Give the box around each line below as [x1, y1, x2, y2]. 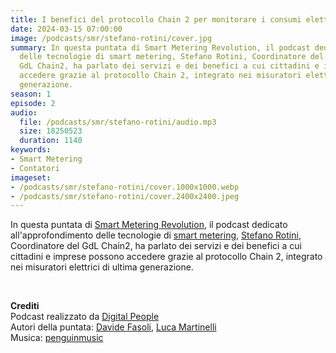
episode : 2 [10, 98, 56, 108]
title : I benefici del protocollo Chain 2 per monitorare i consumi [10, 14, 302, 25]
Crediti [10, 300, 40, 312]
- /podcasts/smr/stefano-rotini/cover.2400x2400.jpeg [10, 191, 240, 201]
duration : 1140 [19, 136, 83, 146]
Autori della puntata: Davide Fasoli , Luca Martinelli [10, 321, 217, 333]
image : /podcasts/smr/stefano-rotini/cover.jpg [10, 33, 213, 43]
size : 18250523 [19, 126, 83, 136]
